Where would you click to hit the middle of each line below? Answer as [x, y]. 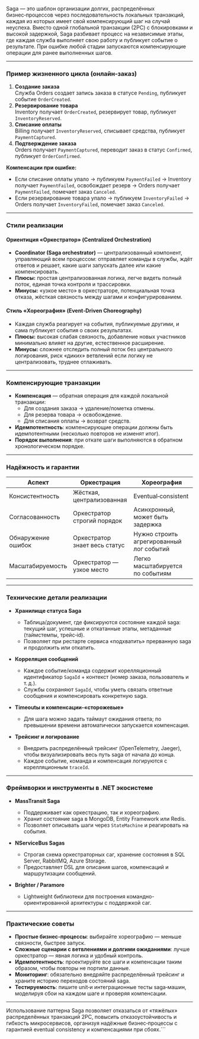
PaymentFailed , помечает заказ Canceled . [65, 192]
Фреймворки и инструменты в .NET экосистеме [80, 788]
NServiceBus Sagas [40, 843]
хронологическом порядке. [49, 446]
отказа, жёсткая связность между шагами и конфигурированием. [98, 297]
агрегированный [157, 541]
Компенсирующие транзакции [53, 383]
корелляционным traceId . [57, 767]
